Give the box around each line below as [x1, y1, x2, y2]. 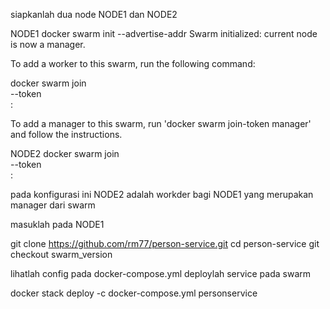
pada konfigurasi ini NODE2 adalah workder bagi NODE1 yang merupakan [10, 189, 314, 200]
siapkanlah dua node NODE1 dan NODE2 [10, 9, 178, 20]
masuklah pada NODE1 [10, 219, 105, 230]
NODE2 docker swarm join [10, 148, 120, 159]
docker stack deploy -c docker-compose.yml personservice [10, 287, 258, 299]
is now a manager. [10, 39, 86, 50]
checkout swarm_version [10, 249, 113, 260]
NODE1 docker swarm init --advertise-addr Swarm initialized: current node [10, 28, 318, 39]
